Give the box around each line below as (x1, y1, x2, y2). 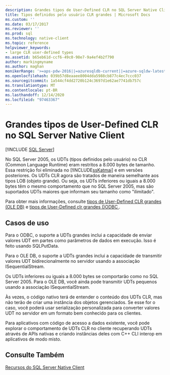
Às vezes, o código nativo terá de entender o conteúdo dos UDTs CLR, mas (5, 294, 162, 300)
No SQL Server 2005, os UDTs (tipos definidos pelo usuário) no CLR (5, 156, 148, 162)
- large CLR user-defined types (5, 50, 73, 55)
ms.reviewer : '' (5, 26, 39, 31)
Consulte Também (5, 351, 65, 359)
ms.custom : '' (5, 17, 35, 22)
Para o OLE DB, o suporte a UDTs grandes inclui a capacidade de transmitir (5, 253, 162, 259)
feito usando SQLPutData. (5, 243, 59, 249)
